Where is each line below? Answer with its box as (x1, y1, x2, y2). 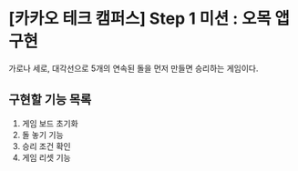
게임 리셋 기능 (21, 152, 71, 163)
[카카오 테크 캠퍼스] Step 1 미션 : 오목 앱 (8, 8, 291, 29)
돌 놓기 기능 (21, 129, 65, 140)
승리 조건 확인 (21, 140, 71, 151)
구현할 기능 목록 (8, 92, 92, 107)
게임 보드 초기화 (21, 117, 78, 128)
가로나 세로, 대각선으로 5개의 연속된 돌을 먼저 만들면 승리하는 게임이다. (8, 63, 259, 74)
